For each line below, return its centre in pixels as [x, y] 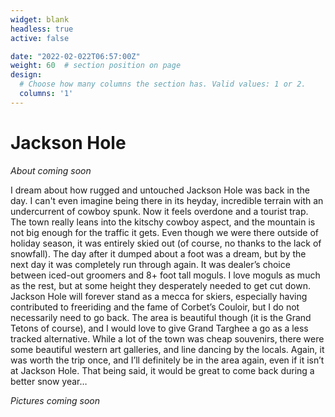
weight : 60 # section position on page [96, 66]
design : [26, 75]
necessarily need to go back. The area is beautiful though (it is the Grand [161, 317]
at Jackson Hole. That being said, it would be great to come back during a [162, 370]
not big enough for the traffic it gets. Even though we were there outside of [165, 232]
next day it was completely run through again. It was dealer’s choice [150, 264]
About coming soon [51, 170]
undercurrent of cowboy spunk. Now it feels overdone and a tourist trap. [159, 211]
